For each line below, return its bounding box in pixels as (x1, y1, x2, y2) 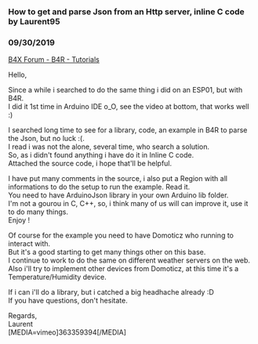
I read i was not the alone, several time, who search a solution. (8, 142, 210, 151)
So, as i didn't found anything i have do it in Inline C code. (8, 150, 194, 160)
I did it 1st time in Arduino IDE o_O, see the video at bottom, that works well (8, 102, 249, 111)
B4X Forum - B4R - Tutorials (8, 55, 100, 64)
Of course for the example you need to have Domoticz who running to (8, 230, 234, 241)
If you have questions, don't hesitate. (8, 296, 128, 306)
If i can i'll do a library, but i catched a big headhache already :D (8, 288, 214, 297)
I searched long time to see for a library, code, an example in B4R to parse (8, 125, 248, 135)
